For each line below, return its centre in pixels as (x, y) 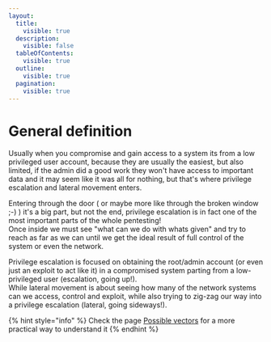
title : (27, 23)
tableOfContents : (45, 53)
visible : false (49, 46)
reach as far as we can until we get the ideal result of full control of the (126, 238)
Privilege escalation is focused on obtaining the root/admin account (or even (136, 262)
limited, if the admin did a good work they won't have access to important (131, 171)
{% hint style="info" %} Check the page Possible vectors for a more (122, 321)
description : (38, 38)
